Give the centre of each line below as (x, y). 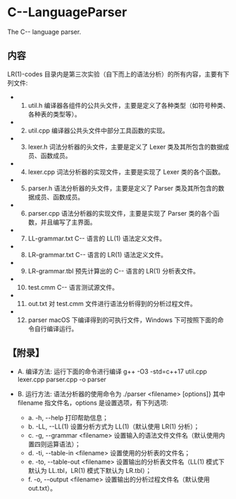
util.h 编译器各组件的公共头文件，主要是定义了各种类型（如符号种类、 (129, 105)
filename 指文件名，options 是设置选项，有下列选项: (93, 402)
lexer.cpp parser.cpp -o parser (62, 379)
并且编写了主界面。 (68, 222)
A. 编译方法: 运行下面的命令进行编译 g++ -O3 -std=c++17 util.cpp (112, 371)
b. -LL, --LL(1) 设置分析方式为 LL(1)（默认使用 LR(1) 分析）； (114, 426)
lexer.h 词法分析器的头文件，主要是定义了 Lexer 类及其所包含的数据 (125, 147)
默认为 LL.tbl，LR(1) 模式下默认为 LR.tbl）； (90, 470)
